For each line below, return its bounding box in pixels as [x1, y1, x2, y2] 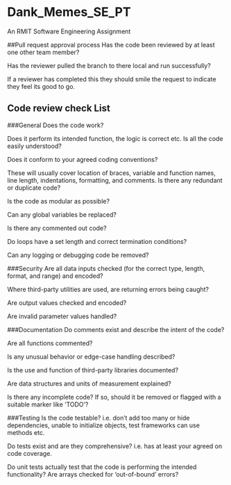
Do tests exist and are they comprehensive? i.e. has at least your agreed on [7, 442, 223, 450]
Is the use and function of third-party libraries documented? [7, 365, 179, 374]
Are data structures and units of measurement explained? [7, 379, 171, 388]
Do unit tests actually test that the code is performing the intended [7, 463, 197, 471]
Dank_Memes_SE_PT [7, 4, 131, 20]
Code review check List [7, 102, 111, 115]
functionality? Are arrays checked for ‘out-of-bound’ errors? [7, 470, 179, 478]
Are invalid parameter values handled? [7, 312, 117, 320]
